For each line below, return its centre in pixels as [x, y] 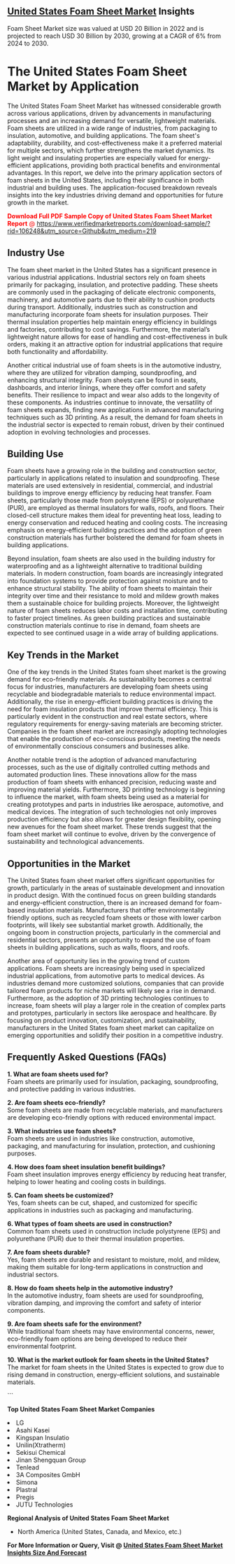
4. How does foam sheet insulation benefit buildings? [86, 1167]
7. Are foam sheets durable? [49, 1252]
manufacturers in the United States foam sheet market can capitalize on [111, 1028]
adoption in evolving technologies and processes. [79, 432]
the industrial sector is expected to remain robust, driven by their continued [116, 424]
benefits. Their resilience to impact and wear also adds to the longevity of [113, 395]
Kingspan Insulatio [43, 1437]
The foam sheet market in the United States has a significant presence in [112, 269]
